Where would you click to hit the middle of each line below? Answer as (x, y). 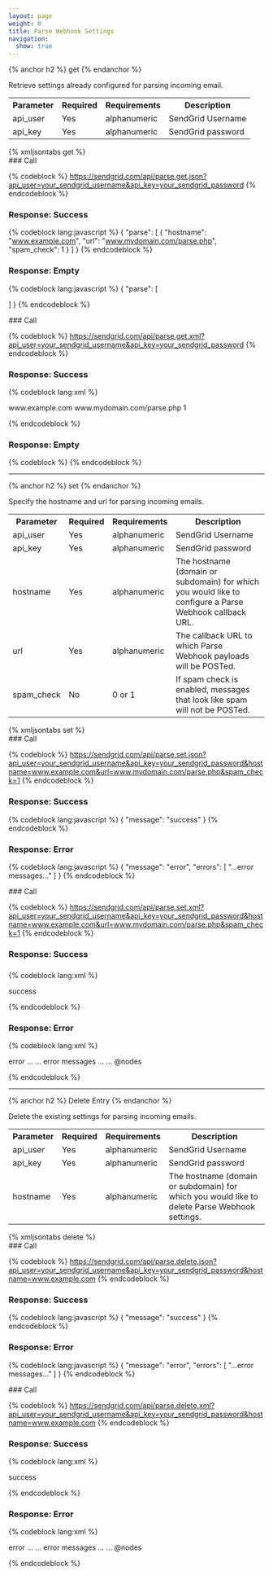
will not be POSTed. (213, 710)
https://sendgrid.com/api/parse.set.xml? (137, 907)
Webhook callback (211, 612)
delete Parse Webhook (212, 1207)
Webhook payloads (212, 656)
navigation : (28, 39)
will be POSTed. (206, 666)
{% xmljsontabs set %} (47, 730)
